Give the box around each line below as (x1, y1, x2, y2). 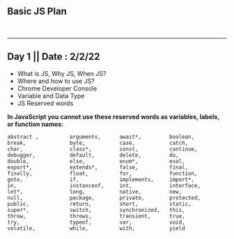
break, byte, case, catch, (7, 139, 189, 146)
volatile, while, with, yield (7, 224, 186, 232)
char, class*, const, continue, (7, 146, 198, 153)
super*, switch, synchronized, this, (7, 206, 186, 213)
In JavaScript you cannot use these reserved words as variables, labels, (7, 112, 220, 121)
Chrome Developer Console (17, 84, 97, 93)
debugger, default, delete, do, (7, 151, 179, 159)
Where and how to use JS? (17, 77, 95, 85)
